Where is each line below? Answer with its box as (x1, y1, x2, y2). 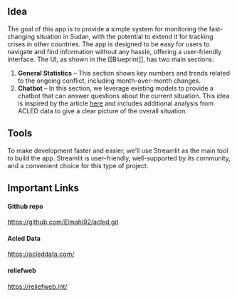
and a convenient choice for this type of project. (7, 161, 149, 170)
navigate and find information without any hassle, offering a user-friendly (7, 47, 222, 56)
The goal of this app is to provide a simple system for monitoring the (7, 24, 208, 33)
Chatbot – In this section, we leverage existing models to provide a (17, 83, 214, 92)
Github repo (7, 202, 44, 210)
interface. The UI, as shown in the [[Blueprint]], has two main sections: (7, 55, 215, 63)
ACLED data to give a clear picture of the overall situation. (17, 106, 187, 115)
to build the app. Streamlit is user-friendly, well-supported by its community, (7, 153, 231, 163)
